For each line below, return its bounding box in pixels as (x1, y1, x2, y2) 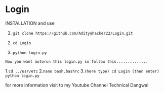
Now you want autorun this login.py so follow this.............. (5, 59, 148, 64)
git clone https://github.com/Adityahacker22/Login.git (12, 31, 133, 36)
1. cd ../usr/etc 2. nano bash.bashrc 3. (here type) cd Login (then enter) (5, 68, 159, 74)
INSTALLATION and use (5, 20, 55, 26)
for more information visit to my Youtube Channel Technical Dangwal (5, 82, 149, 88)
